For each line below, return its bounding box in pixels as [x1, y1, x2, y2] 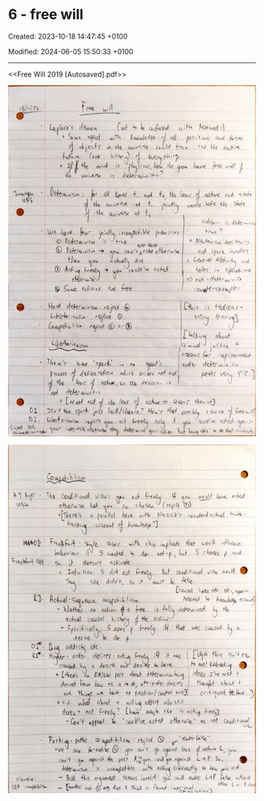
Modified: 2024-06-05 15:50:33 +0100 [8, 46, 134, 56]
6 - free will [8, 6, 84, 24]
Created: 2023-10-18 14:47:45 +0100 [8, 32, 128, 41]
